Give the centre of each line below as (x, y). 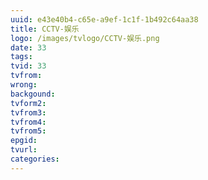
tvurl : (24, 150)
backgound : (33, 94)
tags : (21, 57)
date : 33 (28, 47)
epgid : (24, 141)
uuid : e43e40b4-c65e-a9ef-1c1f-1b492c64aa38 (104, 19)
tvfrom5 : (28, 131)
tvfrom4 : (28, 122)
